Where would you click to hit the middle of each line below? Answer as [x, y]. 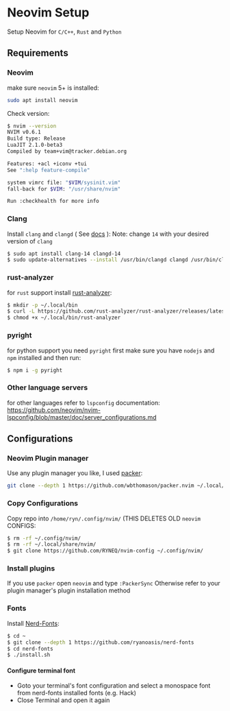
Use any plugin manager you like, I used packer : [75, 473]
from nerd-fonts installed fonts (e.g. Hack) [77, 693]
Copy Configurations [43, 503]
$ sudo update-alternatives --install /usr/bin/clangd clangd [98, 260]
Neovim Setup [48, 13]
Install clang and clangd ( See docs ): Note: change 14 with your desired [108, 234]
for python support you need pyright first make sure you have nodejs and [111, 350]
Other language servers [48, 387]
